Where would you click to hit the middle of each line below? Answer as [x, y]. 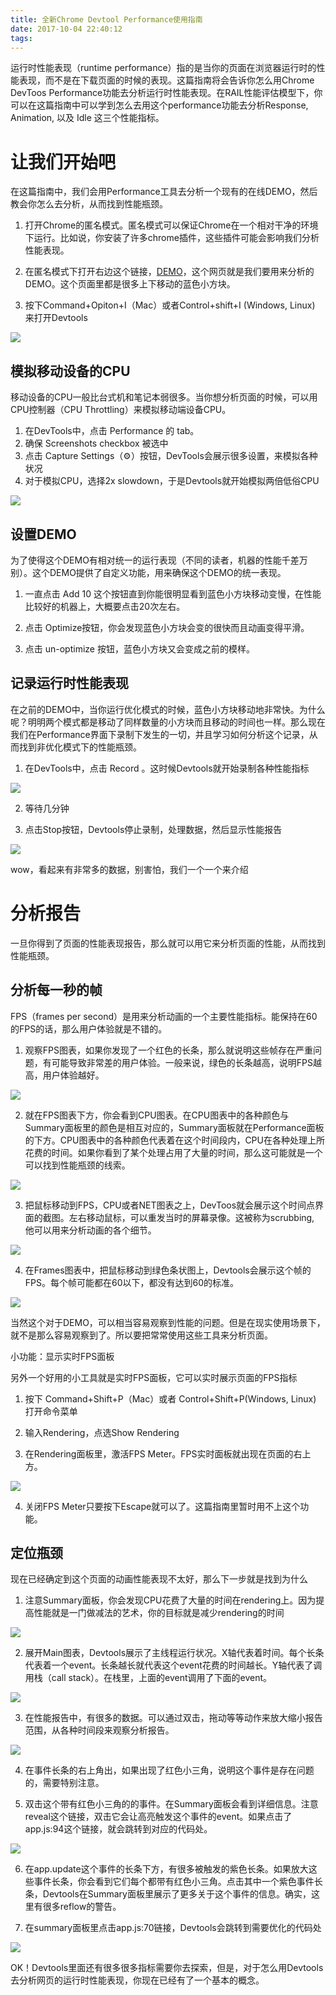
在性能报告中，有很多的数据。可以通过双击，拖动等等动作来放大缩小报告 [173, 1718]
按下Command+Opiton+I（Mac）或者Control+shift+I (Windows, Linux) [170, 305]
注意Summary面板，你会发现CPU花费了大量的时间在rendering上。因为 [170, 1600]
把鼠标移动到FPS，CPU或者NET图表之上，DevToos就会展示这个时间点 [170, 1205]
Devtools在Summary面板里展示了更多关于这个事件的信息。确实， [177, 1894]
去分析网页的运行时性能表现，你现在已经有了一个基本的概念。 [137, 1980]
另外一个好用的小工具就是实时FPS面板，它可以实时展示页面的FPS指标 [154, 1377]
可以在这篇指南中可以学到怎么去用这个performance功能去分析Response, [159, 105]
